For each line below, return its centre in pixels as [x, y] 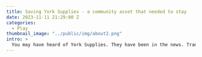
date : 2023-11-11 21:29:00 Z [43, 17]
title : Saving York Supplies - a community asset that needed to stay [96, 12]
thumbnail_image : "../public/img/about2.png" [64, 34]
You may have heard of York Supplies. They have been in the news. [98, 45]
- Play [20, 28]
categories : [21, 23]
